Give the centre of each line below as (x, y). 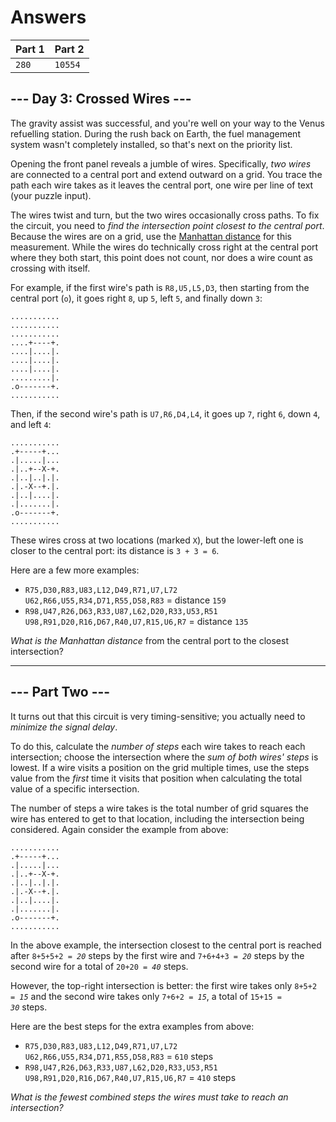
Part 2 (69, 49)
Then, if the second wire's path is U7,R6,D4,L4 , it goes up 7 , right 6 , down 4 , (165, 413)
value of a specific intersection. (75, 788)
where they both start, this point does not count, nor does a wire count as (161, 257)
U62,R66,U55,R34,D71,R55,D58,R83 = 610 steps (119, 1056)
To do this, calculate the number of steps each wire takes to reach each (158, 746)
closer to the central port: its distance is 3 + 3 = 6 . (115, 550)
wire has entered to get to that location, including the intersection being (157, 818)
